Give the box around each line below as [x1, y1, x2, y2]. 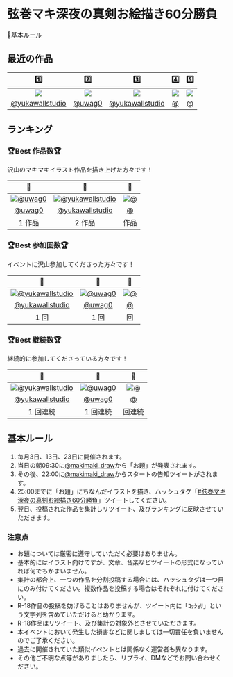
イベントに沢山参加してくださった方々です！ [7, 260, 135, 268]
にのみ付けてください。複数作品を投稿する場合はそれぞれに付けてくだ [17, 585, 218, 593]
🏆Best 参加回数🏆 [7, 240, 69, 250]
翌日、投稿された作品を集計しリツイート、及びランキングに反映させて [17, 505, 218, 513]
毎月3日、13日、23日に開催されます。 [17, 452, 126, 461]
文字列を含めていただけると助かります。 [23, 610, 139, 619]
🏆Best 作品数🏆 [7, 147, 62, 156]
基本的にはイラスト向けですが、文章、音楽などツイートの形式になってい [17, 558, 224, 566]
